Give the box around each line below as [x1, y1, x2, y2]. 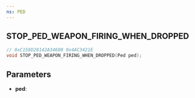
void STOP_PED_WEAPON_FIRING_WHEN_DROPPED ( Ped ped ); [6, 52, 142, 59]
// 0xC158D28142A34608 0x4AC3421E [6, 47, 94, 53]
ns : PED [6, 8, 26, 15]
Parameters [6, 69, 51, 79]
